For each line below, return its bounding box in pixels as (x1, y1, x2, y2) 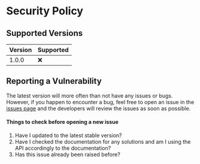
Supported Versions (6, 28, 83, 38)
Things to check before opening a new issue (6, 119, 119, 126)
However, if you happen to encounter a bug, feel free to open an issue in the (6, 98, 195, 105)
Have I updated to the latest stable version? (14, 132, 122, 139)
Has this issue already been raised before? (14, 151, 121, 158)
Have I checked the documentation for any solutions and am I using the (14, 138, 191, 145)
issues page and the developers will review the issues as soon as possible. (6, 105, 191, 112)
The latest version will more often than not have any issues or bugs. (6, 92, 173, 99)
